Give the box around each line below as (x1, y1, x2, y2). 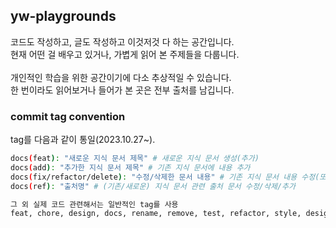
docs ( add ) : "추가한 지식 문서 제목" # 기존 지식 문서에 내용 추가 (10, 162, 251, 173)
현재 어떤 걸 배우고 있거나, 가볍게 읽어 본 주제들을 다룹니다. (10, 48, 240, 60)
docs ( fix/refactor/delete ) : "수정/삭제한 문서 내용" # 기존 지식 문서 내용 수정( (10, 172, 320, 182)
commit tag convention (10, 109, 126, 123)
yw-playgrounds (10, 8, 117, 25)
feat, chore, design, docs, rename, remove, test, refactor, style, (10, 209, 302, 219)
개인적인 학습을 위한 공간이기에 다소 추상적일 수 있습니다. (10, 71, 232, 83)
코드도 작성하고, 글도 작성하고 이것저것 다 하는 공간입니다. (10, 35, 235, 48)
